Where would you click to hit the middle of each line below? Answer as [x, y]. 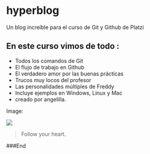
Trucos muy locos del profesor [53, 80]
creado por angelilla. [40, 99]
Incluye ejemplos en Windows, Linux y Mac [68, 93]
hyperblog [33, 11]
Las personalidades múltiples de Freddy [64, 86]
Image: [15, 111]
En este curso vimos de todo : [63, 46]
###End [16, 146]
